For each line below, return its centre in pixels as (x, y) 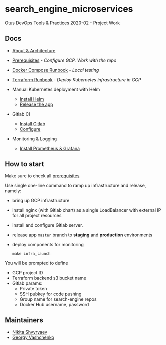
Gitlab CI (21, 114)
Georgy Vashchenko (33, 337)
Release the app (36, 104)
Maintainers (24, 320)
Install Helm (32, 99)
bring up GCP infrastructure (41, 200)
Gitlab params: (27, 283)
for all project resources (37, 215)
